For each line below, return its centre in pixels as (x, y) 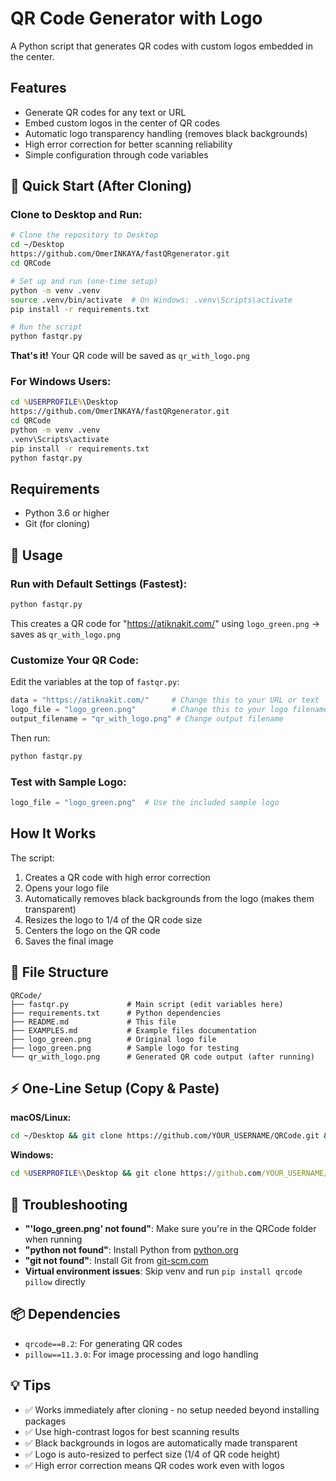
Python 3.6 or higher (67, 513)
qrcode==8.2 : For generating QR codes (103, 1343)
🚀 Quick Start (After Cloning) (101, 186)
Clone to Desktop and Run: (76, 215)
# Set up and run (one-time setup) (84, 281)
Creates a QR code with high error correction (117, 877)
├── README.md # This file (93, 1022)
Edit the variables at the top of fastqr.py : (95, 682)
